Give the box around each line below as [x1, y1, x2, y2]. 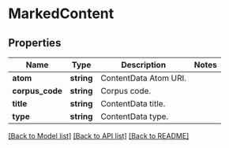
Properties [8, 36, 62, 50]
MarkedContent [8, 5, 114, 23]
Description [121, 60, 167, 70]
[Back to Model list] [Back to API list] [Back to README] [8, 131, 190, 140]
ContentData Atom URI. [100, 72, 187, 83]
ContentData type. [100, 111, 169, 122]
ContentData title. [100, 98, 166, 109]
